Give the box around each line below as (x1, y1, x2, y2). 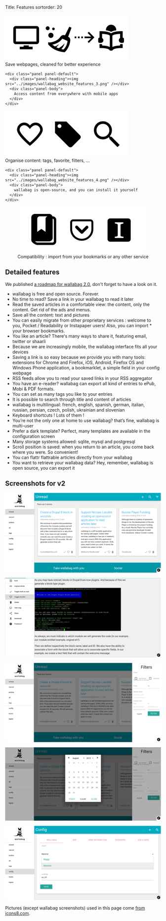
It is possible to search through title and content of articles (12, 396, 131, 402)
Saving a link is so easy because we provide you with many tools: (12, 354, 146, 360)
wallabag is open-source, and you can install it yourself (14, 188, 138, 193)
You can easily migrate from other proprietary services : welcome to (12, 317, 152, 323)
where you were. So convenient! (12, 449, 78, 455)
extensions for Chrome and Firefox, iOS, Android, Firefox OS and (12, 359, 144, 365)
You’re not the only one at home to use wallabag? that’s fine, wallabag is (12, 417, 160, 424)
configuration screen (12, 433, 55, 439)
